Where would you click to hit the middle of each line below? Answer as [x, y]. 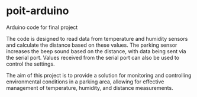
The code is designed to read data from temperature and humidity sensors [97, 38]
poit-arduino [38, 11]
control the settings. [30, 64]
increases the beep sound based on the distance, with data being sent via [96, 51]
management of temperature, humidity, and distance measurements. [90, 88]
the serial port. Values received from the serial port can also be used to [93, 57]
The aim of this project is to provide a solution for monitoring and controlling [99, 75]
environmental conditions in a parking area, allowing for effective [85, 82]
